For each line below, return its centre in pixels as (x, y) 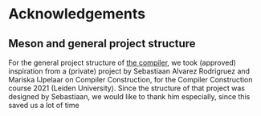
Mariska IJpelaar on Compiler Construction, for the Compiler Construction (130, 80)
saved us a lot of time (44, 105)
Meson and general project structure (102, 44)
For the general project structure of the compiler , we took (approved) (122, 62)
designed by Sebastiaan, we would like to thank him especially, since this (129, 96)
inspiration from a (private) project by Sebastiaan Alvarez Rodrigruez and (129, 71)
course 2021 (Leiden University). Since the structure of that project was (126, 88)
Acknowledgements (77, 14)
